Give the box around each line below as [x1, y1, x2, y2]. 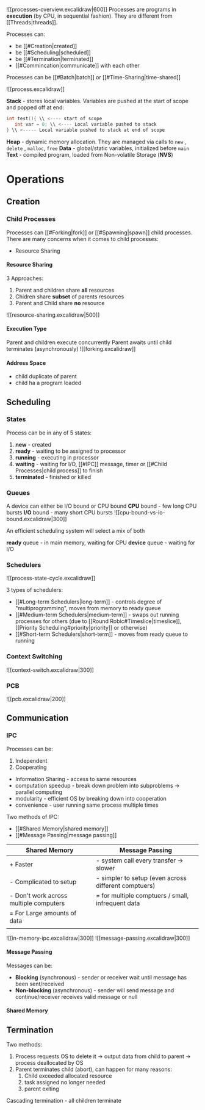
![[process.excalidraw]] [6, 85, 65, 93]
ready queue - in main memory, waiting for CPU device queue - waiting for [6, 539, 195, 546]
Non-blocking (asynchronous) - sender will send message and [15, 986, 174, 994]
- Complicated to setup [9, 878, 77, 886]
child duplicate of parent [15, 373, 77, 380]
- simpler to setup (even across [95, 873, 187, 882]
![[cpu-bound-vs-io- [113, 509, 166, 516]
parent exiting [24, 1085, 59, 1092]
